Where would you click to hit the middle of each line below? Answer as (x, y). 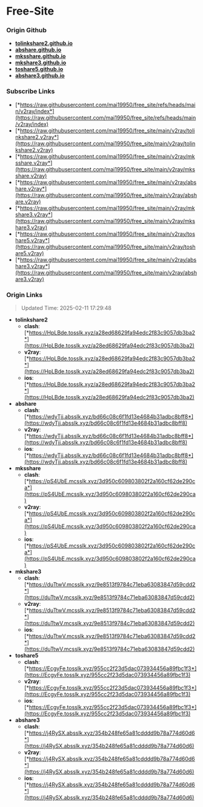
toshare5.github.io (39, 69)
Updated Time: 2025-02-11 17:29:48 (66, 308)
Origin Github (27, 30)
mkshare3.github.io (41, 63)
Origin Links (25, 295)
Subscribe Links (31, 91)
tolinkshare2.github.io (44, 43)
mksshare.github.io (40, 57)
